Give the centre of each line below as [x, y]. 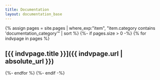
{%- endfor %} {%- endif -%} [35, 73]
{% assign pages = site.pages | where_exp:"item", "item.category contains [80, 28]
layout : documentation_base [34, 14]
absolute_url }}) [30, 61]
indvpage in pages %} [27, 38]
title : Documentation [27, 10]
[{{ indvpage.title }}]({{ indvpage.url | [64, 53]
